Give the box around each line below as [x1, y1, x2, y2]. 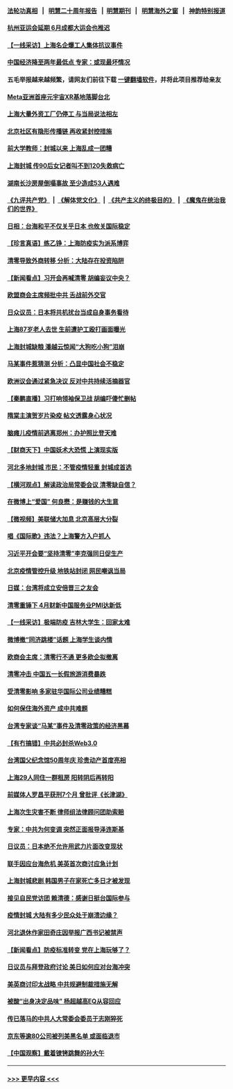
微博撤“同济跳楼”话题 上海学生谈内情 [7, 635, 113, 643]
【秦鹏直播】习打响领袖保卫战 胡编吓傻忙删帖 [7, 394, 137, 402]
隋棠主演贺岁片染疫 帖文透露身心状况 [7, 412, 112, 420]
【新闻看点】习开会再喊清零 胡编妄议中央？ [7, 274, 130, 282]
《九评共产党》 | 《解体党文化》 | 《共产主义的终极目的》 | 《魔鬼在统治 [7, 196, 220, 205]
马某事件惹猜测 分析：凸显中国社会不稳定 [7, 359, 125, 368]
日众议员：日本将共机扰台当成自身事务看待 [7, 308, 129, 316]
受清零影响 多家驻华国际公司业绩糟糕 [7, 687, 112, 696]
